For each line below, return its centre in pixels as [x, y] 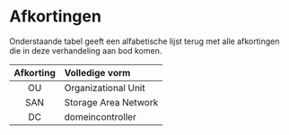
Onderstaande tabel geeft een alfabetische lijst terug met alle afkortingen [144, 41]
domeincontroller [100, 116]
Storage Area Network [111, 102]
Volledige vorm [97, 72]
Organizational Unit [105, 88]
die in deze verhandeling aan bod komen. [86, 50]
